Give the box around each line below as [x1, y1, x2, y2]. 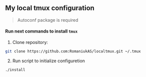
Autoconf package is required [17, 17, 78, 23]
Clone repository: [12, 39, 48, 45]
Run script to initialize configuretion [12, 58, 85, 64]
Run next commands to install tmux [5, 28, 78, 34]
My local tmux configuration [5, 4, 95, 12]
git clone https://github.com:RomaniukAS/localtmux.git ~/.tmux [5, 49, 141, 54]
